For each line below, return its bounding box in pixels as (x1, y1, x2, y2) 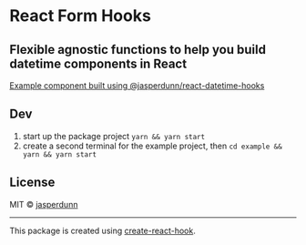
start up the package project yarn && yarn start (22, 130, 206, 141)
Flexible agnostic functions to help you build (9, 42, 267, 57)
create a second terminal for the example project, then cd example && (22, 140, 282, 151)
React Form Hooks (9, 5, 152, 26)
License (9, 175, 56, 190)
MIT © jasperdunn (9, 199, 78, 209)
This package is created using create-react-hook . (9, 225, 196, 236)
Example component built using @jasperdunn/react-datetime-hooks (9, 80, 265, 91)
